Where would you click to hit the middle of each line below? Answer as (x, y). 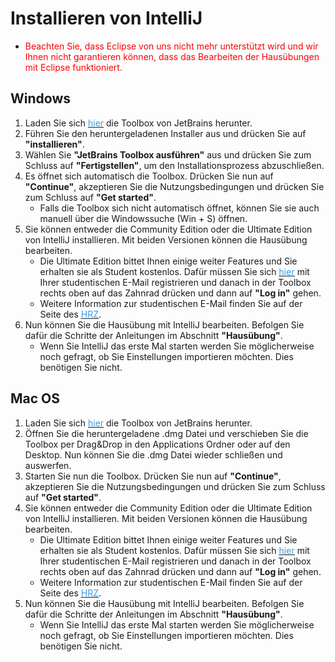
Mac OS (35, 398)
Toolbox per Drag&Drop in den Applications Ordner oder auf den (157, 444)
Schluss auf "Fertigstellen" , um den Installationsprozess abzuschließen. (174, 165)
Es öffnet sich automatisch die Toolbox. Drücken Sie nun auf (149, 176)
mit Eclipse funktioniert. (73, 67)
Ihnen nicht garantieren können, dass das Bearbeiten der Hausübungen (172, 56)
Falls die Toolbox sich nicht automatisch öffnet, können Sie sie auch (179, 208)
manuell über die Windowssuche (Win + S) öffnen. (143, 218)
